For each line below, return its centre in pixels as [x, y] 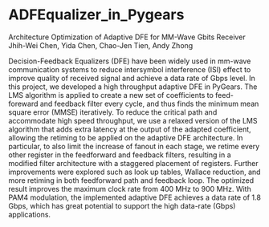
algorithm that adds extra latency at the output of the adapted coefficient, [130, 129]
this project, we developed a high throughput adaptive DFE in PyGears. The [133, 87]
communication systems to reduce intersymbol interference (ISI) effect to [130, 69]
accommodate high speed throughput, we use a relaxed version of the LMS [133, 120]
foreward [23, 103]
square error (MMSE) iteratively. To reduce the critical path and [113, 112]
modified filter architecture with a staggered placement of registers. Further [133, 163]
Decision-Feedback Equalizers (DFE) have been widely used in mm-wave [130, 61]
